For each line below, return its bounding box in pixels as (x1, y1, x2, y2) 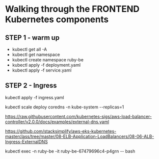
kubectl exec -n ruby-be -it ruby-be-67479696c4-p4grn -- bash (5, 148, 135, 154)
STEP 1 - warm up (5, 33, 60, 42)
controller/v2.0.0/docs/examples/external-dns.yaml (5, 119, 109, 125)
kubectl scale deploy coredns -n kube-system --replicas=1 (5, 104, 124, 110)
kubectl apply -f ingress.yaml (5, 94, 65, 100)
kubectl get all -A (12, 47, 47, 52)
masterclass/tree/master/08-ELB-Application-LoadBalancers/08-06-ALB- (5, 133, 155, 139)
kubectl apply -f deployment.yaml (12, 62, 81, 68)
